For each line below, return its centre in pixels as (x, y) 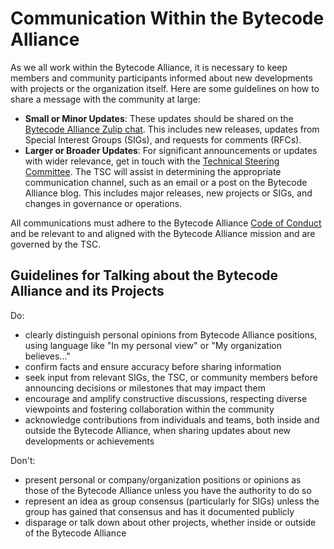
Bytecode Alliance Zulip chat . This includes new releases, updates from (172, 129)
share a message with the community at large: (105, 99)
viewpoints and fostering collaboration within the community (149, 409)
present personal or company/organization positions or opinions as (163, 479)
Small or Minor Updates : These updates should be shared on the (159, 118)
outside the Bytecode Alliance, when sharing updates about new (158, 430)
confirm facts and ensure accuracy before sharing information (153, 366)
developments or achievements (89, 441)
